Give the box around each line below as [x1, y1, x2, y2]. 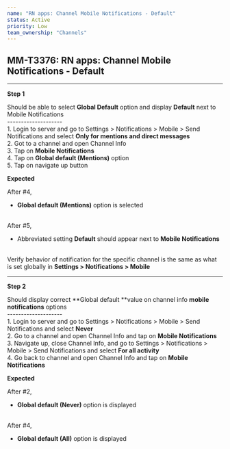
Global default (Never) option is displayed [16, 401, 137, 409]
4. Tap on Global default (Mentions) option [7, 154, 129, 162]
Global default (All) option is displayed [16, 435, 127, 443]
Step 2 [7, 282, 26, 291]
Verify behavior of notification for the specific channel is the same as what [7, 255, 217, 264]
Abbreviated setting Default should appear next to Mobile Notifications [16, 235, 220, 243]
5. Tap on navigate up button [7, 162, 88, 170]
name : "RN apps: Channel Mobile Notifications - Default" [7, 10, 176, 17]
